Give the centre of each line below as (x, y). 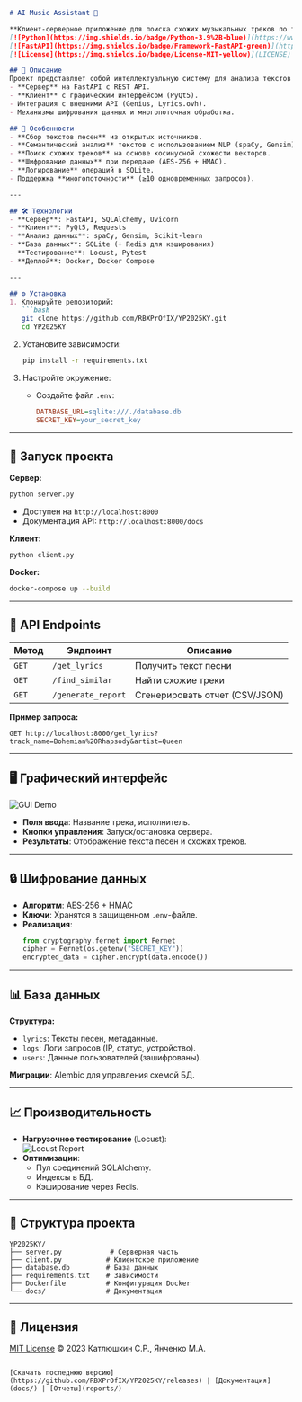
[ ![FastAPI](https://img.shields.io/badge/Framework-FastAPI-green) (140, 46)
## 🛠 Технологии (41, 211)
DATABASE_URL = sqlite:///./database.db (108, 412)
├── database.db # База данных (84, 1267)
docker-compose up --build (60, 589)
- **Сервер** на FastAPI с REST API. (80, 87)
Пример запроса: (44, 717)
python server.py (42, 494)
